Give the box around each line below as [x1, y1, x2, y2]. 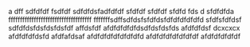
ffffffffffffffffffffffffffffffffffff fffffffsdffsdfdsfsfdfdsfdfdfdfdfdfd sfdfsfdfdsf [8, 15, 242, 24]
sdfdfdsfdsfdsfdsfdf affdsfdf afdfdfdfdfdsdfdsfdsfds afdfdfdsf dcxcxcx [8, 23, 240, 32]
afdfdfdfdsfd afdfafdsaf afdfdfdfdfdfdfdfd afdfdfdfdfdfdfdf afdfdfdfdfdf [8, 31, 241, 41]
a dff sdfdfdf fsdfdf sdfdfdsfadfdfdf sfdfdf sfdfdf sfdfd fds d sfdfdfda [8, 7, 235, 16]
